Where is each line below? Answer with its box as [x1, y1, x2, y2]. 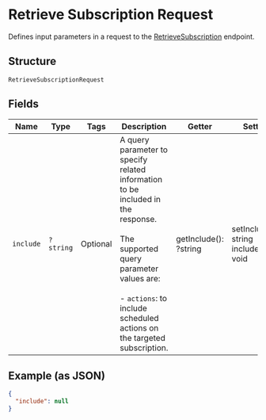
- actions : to [120, 292, 168, 304]
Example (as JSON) [8, 368, 105, 382]
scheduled [120, 312, 160, 323]
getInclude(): [176, 233, 224, 244]
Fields [8, 97, 40, 111]
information [120, 174, 163, 185]
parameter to [120, 144, 169, 155]
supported [120, 243, 159, 254]
